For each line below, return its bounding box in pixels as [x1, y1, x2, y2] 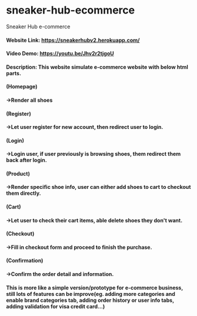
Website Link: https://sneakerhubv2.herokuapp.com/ [6, 36, 140, 44]
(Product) [6, 170, 31, 177]
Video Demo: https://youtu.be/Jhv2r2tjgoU [6, 50, 114, 57]
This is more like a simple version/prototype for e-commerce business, [6, 284, 183, 291]
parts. [6, 69, 22, 76]
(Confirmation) [6, 257, 44, 264]
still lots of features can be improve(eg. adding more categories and [6, 290, 175, 297]
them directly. [6, 189, 41, 197]
